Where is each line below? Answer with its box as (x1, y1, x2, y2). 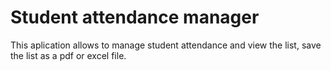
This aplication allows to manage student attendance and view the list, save (10, 39, 322, 51)
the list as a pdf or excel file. (10, 49, 127, 61)
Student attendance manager (10, 6, 260, 29)
